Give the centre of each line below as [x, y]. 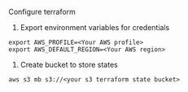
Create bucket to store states [69, 65]
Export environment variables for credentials [95, 27]
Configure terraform [42, 12]
